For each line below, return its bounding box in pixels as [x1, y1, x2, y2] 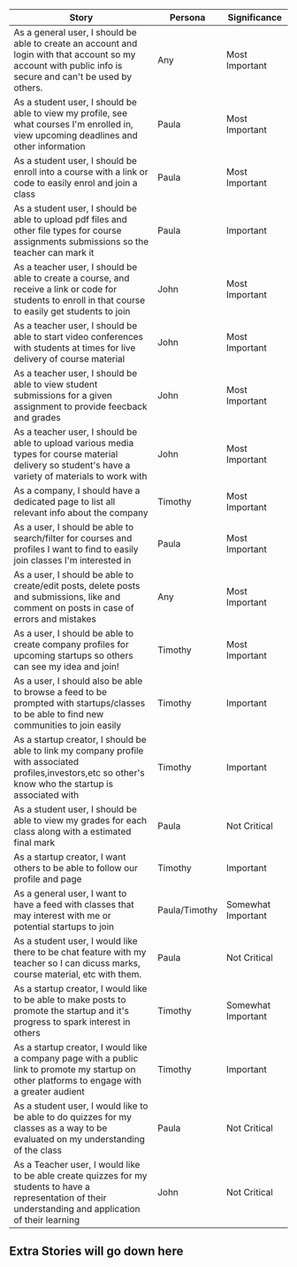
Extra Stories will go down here [9, 1244, 184, 1259]
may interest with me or [13, 909, 112, 922]
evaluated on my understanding [13, 1133, 146, 1145]
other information [13, 141, 86, 152]
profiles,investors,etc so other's [13, 767, 145, 778]
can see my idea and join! [13, 661, 119, 672]
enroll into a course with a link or [13, 166, 148, 178]
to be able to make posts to [13, 993, 126, 1006]
